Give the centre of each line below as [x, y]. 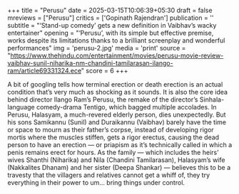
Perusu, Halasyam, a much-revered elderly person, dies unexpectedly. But [117, 114]
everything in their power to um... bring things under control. [96, 183]
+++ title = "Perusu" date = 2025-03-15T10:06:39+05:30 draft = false [110, 10]
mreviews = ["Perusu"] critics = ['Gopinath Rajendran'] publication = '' [111, 18]
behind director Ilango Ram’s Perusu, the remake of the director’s [103, 99]
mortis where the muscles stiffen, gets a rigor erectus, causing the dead [113, 137]
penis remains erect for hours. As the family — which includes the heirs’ [113, 152]
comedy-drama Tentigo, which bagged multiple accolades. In [126, 107]
